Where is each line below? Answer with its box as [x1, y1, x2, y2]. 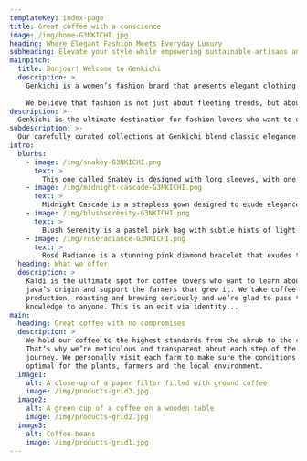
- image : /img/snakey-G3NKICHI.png [26, 157, 162, 167]
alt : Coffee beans [26, 429, 96, 438]
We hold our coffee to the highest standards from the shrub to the [26, 336, 292, 345]
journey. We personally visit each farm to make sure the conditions [26, 352, 297, 361]
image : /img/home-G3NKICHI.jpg [9, 30, 129, 39]
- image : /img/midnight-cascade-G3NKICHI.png [26, 183, 203, 193]
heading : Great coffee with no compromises [17, 319, 185, 329]
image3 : [17, 421, 48, 430]
